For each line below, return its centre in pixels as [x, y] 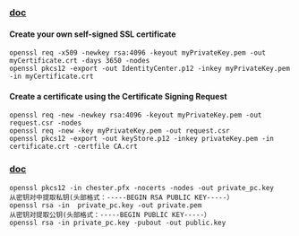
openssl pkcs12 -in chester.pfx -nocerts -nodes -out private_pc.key [142, 188]
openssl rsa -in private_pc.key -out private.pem [106, 205]
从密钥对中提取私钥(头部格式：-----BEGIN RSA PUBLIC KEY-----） [122, 197]
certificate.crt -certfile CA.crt [74, 147]
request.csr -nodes [46, 123]
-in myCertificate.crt [51, 77]
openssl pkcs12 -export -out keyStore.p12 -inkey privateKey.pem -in [142, 139]
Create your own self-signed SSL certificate [93, 34]
